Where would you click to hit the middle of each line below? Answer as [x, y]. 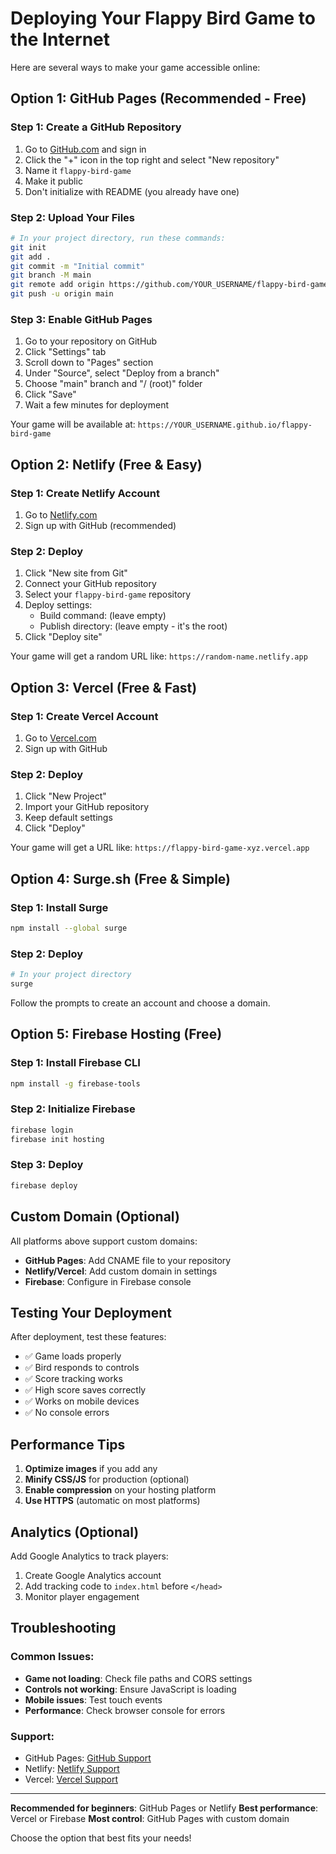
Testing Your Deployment [91, 1312]
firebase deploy [44, 1185]
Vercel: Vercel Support [71, 1779]
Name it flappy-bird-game [78, 170]
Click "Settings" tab [65, 352]
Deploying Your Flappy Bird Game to [163, 18]
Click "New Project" [65, 796]
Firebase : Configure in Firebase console [108, 1281]
